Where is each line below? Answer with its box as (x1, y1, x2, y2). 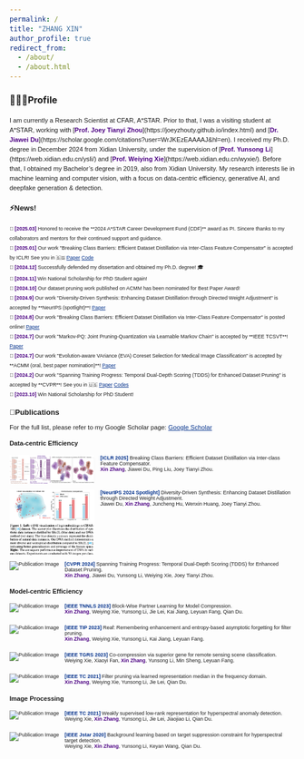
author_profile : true (9, 34, 92, 43)
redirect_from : (9, 44, 67, 53)
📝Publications (9, 408, 60, 418)
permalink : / (9, 15, 59, 24)
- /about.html (17, 63, 71, 72)
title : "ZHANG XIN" (9, 24, 83, 34)
